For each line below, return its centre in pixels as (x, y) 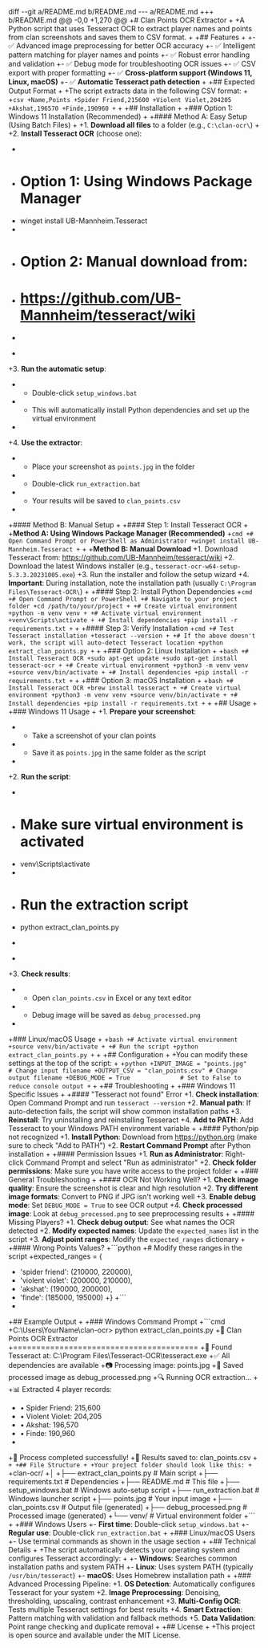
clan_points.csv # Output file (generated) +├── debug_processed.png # (128, 1507)
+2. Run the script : (40, 777)
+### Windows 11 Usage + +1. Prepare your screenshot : (102, 712)
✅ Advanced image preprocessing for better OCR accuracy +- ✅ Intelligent (132, 46)
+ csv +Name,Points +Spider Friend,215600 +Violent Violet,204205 (120, 99)
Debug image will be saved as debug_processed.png (116, 1015)
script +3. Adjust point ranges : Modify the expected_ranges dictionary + (127, 1239)
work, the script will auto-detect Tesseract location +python (116, 643)
